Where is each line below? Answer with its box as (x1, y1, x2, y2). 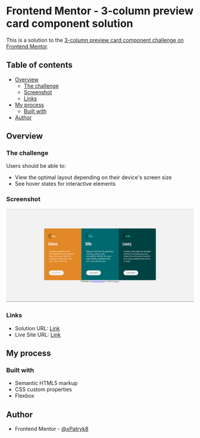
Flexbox (14, 392, 35, 399)
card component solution (6, 17, 133, 30)
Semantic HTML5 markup (14, 380, 78, 387)
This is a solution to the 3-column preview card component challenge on (6, 36, 185, 43)
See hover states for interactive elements (14, 180, 116, 187)
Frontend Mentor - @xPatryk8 (14, 426, 89, 433)
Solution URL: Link (14, 324, 60, 331)
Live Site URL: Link (14, 331, 61, 338)
